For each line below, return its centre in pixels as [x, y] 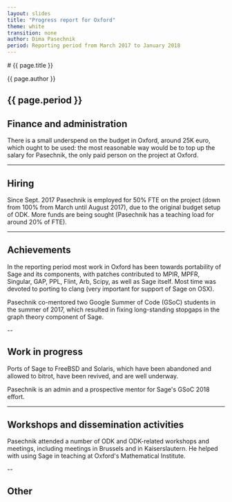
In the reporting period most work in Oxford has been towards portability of [114, 267]
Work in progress [45, 352]
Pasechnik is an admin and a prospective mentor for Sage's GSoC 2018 [108, 389]
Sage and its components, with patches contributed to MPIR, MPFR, [104, 274]
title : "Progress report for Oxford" [61, 20]
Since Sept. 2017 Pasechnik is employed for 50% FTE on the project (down [114, 200]
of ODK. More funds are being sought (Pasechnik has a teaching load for [110, 215]
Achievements [39, 250]
